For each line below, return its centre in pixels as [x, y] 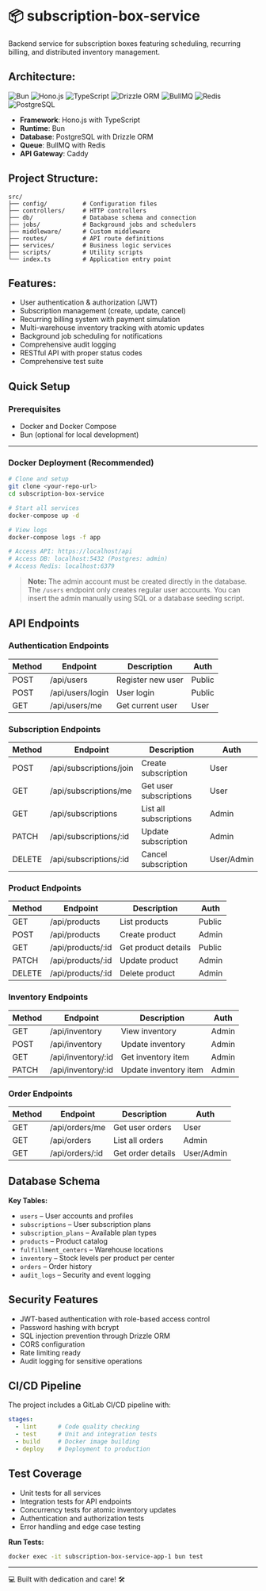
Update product [149, 960]
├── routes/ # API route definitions [86, 238]
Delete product [148, 973]
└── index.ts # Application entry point [90, 259]
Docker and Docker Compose [68, 427]
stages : [21, 1420]
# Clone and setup [38, 479]
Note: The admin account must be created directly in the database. [137, 581]
